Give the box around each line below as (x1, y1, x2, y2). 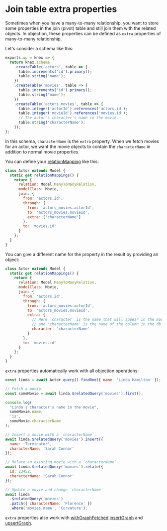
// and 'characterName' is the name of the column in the (31, 322, 155, 327)
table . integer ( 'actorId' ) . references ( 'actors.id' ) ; (18, 106, 128, 111)
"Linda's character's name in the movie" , (9, 404, 99, 409)
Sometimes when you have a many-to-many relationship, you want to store (5, 20, 159, 26)
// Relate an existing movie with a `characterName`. (5, 460, 119, 465)
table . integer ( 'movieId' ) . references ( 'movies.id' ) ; (18, 111, 128, 116)
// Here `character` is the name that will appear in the (31, 317, 155, 322)
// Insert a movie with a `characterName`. (5, 432, 97, 437)
